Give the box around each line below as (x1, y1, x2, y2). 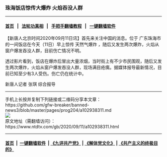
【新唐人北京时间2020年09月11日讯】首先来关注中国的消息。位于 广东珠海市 (5, 35, 162, 41)
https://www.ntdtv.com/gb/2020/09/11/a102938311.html (5, 123, 119, 130)
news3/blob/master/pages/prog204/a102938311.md (5, 107, 112, 113)
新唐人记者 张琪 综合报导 (5, 81, 56, 87)
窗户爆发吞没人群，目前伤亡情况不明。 (5, 47, 83, 53)
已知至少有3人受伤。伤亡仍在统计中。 (9, 71, 86, 77)
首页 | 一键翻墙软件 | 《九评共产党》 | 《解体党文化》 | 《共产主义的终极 (5, 140, 154, 146)
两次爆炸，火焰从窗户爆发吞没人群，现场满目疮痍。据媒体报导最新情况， (9, 64, 158, 70)
